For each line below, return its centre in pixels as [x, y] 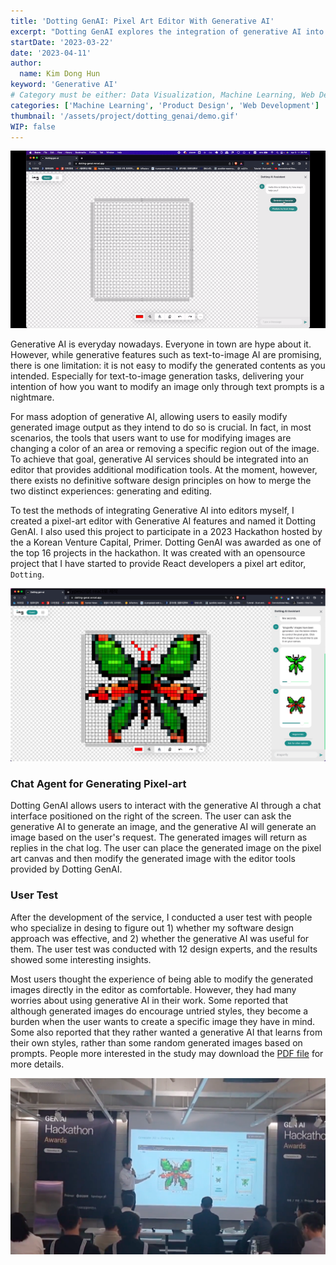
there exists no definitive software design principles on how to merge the [161, 480]
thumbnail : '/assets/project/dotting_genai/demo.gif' [125, 116]
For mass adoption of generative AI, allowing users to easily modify [149, 416]
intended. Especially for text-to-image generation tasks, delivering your [157, 376]
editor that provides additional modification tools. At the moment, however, [164, 469]
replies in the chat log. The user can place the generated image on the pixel [166, 848]
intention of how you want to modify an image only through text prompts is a [167, 386]
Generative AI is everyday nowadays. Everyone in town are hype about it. [161, 344]
